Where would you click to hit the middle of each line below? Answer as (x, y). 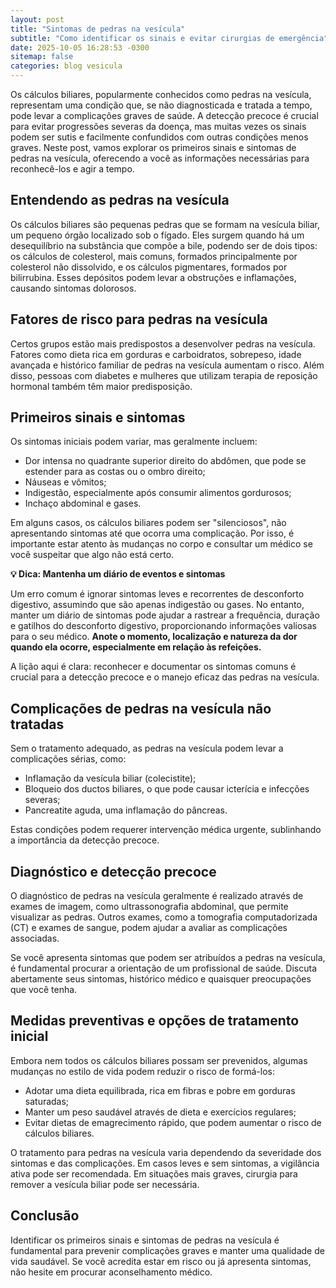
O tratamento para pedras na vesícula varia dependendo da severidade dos (166, 1152)
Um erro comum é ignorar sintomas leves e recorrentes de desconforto (157, 594)
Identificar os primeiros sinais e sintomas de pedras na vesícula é (145, 1240)
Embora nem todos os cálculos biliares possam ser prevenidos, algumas (159, 1060)
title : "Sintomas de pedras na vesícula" (98, 29)
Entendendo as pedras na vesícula (120, 200)
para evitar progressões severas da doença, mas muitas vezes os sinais (158, 126)
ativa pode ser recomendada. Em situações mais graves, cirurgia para (154, 1173)
